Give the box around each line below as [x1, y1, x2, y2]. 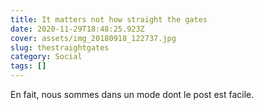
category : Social [10, 52, 83, 62]
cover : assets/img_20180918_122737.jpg [10, 33, 177, 43]
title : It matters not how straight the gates [10, 14, 208, 25]
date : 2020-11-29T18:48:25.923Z [10, 24, 145, 34]
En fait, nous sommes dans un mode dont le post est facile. [10, 89, 255, 100]
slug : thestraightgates [10, 42, 110, 53]
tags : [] [10, 61, 47, 71]
